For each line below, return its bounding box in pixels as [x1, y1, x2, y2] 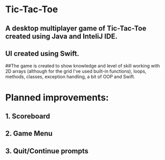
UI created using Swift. [5, 49, 80, 58]
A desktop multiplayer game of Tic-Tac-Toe [5, 24, 147, 33]
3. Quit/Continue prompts [5, 147, 88, 155]
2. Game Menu [5, 129, 53, 138]
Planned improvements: [5, 92, 109, 103]
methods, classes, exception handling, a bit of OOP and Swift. [5, 74, 135, 80]
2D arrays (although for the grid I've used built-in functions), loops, [5, 68, 147, 75]
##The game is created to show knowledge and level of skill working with [5, 63, 160, 69]
